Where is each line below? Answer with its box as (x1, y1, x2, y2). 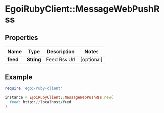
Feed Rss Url (46, 56, 76, 63)
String (26, 56, 41, 63)
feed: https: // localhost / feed (9, 99, 71, 104)
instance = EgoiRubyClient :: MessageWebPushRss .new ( (5, 95, 113, 100)
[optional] (80, 56, 103, 63)
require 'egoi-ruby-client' (5, 86, 63, 91)
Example (5, 73, 33, 82)
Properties (5, 33, 38, 42)
